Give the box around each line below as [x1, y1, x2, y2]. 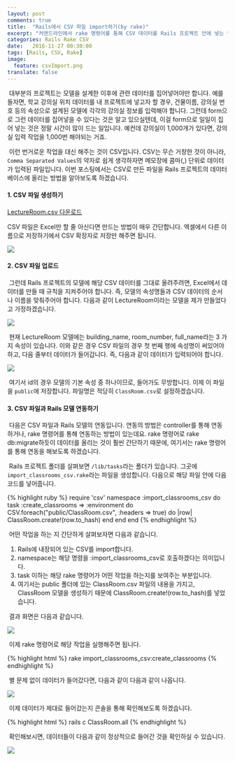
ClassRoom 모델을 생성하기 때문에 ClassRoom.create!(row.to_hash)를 [17, 588, 213, 597]
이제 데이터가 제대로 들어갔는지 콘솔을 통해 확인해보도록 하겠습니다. [8, 704, 192, 713]
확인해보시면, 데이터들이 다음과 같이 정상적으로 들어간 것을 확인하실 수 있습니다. [8, 732, 226, 741]
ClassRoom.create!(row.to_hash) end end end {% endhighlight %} [7, 516, 197, 524]
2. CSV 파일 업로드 [7, 261, 59, 270]
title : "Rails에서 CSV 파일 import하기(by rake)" [7, 23, 149, 30]
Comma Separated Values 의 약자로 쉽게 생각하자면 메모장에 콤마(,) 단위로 [7, 156, 206, 164]
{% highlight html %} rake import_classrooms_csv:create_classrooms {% [7, 654, 217, 662]
